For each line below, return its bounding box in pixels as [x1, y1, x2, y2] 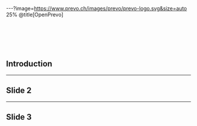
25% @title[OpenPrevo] [6, 11, 63, 18]
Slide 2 [6, 86, 32, 96]
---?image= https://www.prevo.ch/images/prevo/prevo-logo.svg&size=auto [6, 5, 188, 12]
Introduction [6, 59, 53, 69]
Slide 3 [6, 112, 32, 122]
